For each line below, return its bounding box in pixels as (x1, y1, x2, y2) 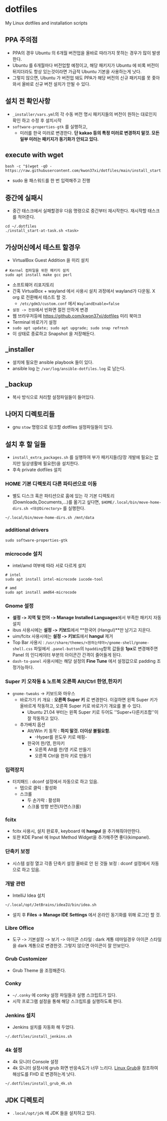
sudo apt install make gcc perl (5, 272, 72, 277)
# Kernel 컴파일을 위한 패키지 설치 (5, 268, 70, 273)
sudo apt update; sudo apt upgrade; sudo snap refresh (12, 326, 129, 331)
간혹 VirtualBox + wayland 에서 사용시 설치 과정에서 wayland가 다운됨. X (12, 288, 156, 294)
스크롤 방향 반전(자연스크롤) (27, 803, 82, 810)
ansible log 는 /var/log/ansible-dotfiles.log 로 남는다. (12, 365, 126, 372)
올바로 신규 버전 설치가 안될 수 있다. (21, 81, 91, 87)
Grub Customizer (5, 955, 48, 962)
